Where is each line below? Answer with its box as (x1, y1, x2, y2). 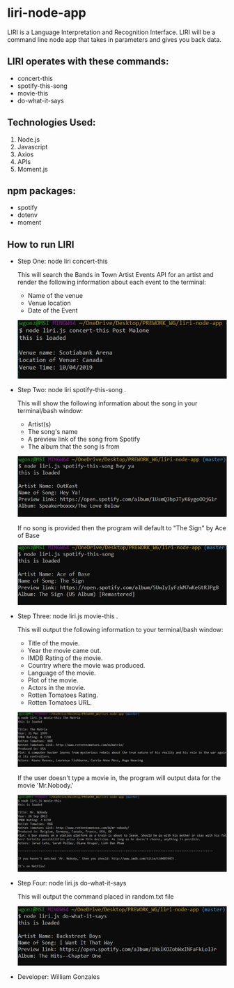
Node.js (17, 135, 40, 144)
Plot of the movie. (27, 675, 79, 684)
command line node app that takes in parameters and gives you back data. (7, 35, 221, 43)
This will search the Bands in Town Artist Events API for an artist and (17, 271, 214, 279)
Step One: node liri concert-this (17, 257, 108, 266)
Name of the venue (27, 292, 84, 300)
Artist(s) (27, 420, 52, 428)
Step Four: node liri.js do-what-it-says (17, 879, 127, 888)
